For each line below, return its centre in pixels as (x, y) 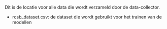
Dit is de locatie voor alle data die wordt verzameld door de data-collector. (82, 7)
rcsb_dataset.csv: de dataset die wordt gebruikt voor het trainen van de (87, 17)
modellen (22, 22)
